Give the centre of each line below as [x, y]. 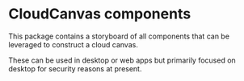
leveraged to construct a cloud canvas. [74, 44]
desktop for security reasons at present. [75, 68]
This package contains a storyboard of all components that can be [119, 36]
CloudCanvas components [100, 14]
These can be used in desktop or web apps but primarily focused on [122, 60]
